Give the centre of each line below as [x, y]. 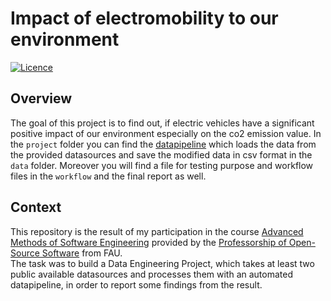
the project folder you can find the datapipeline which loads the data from [163, 144]
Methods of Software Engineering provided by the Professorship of [148, 242]
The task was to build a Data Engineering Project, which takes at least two [162, 263]
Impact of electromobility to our [144, 18]
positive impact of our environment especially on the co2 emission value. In [166, 133]
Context [36, 207]
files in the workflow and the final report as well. [108, 176]
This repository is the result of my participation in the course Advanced [157, 231]
